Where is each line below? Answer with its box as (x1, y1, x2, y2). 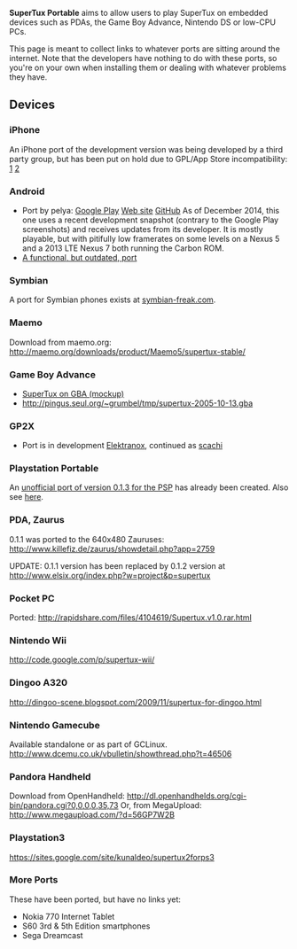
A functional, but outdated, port (21, 252, 137, 262)
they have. (9, 72, 48, 82)
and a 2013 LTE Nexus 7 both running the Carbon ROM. (21, 243, 224, 253)
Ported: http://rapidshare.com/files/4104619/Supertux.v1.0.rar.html (9, 612, 253, 623)
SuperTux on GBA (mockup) (21, 388, 125, 399)
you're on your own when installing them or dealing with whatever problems (9, 62, 286, 73)
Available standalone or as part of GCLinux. (9, 739, 168, 750)
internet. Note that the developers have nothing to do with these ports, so (9, 53, 277, 63)
